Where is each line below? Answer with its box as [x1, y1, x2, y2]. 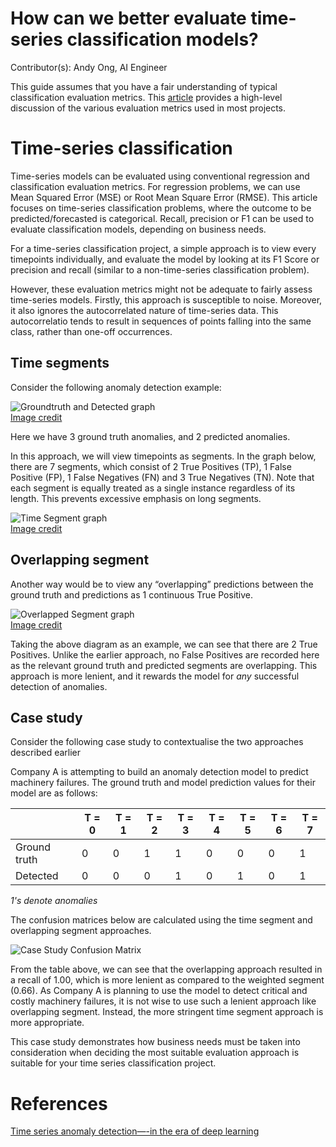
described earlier [10, 747, 82, 759]
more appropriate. [10, 1017, 85, 1029]
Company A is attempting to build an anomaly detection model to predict [10, 766, 309, 778]
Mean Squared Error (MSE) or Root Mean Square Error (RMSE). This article [10, 191, 318, 203]
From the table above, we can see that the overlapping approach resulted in [10, 963, 323, 976]
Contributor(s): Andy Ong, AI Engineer [10, 61, 168, 73]
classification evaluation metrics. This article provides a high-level [10, 91, 283, 103]
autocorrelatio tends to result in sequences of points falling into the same [10, 315, 312, 327]
